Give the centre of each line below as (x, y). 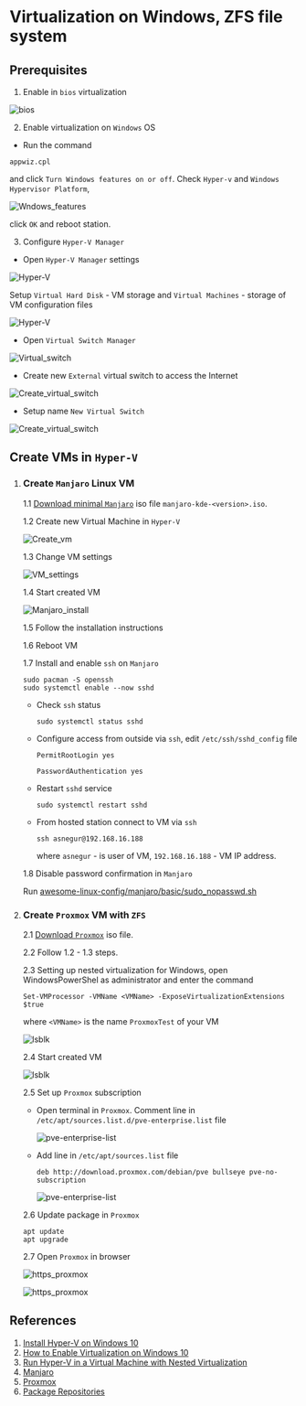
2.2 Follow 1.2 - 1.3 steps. (70, 952)
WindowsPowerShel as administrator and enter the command (138, 980)
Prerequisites (48, 70)
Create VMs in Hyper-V (74, 458)
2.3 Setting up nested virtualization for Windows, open (125, 970)
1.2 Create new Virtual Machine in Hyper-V (101, 521)
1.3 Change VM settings (67, 556)
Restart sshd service (74, 788)
